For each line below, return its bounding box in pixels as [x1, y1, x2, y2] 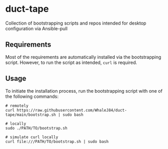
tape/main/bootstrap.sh [5, 112, 56, 117]
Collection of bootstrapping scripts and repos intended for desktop [5, 20, 146, 26]
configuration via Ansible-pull [5, 25, 68, 31]
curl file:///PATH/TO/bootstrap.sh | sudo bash [5, 139, 109, 144]
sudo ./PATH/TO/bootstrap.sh [5, 125, 68, 131]
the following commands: [5, 93, 59, 99]
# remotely [5, 103, 29, 108]
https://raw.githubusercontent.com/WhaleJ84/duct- [16, 108, 127, 113]
